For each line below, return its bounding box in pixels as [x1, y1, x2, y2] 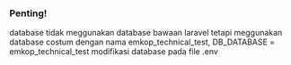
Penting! [9, 7, 48, 20]
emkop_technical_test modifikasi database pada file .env [9, 46, 218, 57]
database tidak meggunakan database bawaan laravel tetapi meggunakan [9, 28, 283, 38]
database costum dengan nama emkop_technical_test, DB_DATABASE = [9, 37, 276, 47]
